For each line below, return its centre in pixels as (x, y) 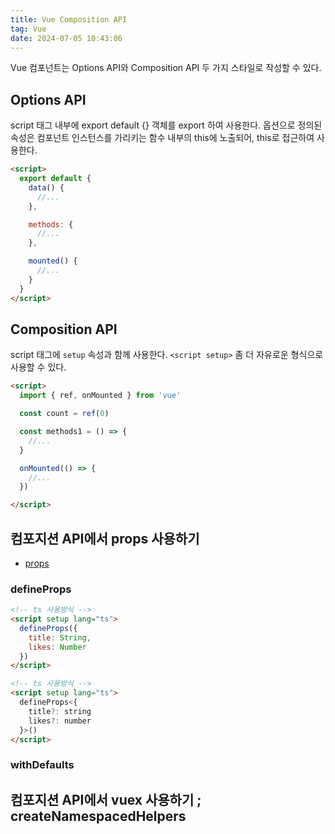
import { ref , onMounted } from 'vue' (100, 396)
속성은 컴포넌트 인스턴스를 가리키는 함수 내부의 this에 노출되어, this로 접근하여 (162, 138)
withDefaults (42, 765)
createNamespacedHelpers (98, 816)
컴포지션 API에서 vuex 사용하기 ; (106, 799)
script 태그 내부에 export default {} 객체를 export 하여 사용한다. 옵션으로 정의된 (166, 125)
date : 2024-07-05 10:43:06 (66, 38)
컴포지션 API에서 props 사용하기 (105, 538)
